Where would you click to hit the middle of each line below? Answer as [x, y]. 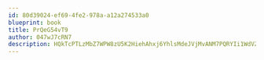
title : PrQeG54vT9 [38, 30]
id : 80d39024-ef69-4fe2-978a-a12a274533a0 [79, 15]
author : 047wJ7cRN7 [40, 37]
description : [29, 44]
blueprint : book [35, 23]
